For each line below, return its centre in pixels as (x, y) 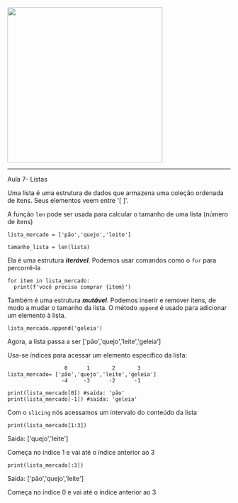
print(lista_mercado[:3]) (45, 465)
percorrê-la (24, 268)
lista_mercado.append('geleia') (55, 328)
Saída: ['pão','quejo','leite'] (45, 479)
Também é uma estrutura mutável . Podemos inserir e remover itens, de (112, 300)
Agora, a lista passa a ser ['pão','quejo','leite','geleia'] (84, 341)
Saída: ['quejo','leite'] (38, 438)
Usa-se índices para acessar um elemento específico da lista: (97, 355)
